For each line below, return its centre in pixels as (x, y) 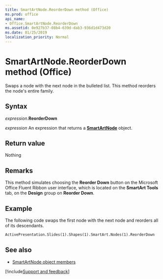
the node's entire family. (29, 91)
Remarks (19, 171)
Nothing (13, 155)
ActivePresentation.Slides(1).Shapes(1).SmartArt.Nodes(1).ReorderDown (80, 235)
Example (19, 208)
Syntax (16, 106)
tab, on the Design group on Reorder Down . (50, 193)
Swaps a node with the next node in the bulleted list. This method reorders (81, 86)
